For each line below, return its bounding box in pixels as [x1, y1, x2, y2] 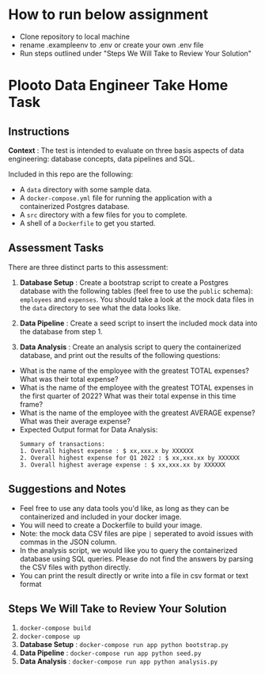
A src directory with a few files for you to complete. [19, 210, 187, 219]
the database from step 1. [19, 326, 103, 336]
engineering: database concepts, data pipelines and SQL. [8, 154, 195, 163]
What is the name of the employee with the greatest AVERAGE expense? [19, 408, 256, 417]
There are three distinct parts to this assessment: [8, 262, 168, 272]
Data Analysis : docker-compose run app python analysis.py [19, 657, 218, 666]
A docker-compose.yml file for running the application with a [19, 192, 212, 203]
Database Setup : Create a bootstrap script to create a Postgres [19, 277, 229, 287]
